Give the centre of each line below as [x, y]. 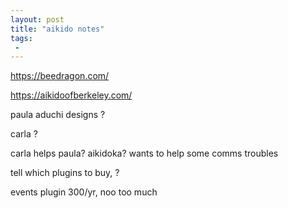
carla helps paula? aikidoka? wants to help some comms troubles [144, 153]
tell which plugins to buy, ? [65, 173]
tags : [21, 38]
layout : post [37, 19]
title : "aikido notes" [57, 29]
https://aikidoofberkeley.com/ [71, 95]
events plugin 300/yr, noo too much [84, 192]
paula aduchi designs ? [58, 115]
